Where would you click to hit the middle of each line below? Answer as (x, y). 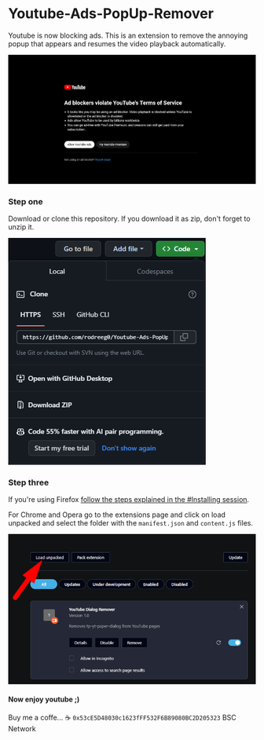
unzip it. (21, 227)
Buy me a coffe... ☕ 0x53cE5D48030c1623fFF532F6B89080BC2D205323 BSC (123, 717)
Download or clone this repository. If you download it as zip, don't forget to (129, 219)
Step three (29, 482)
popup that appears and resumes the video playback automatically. (117, 43)
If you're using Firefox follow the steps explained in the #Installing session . (129, 500)
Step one (26, 201)
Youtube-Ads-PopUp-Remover (111, 14)
